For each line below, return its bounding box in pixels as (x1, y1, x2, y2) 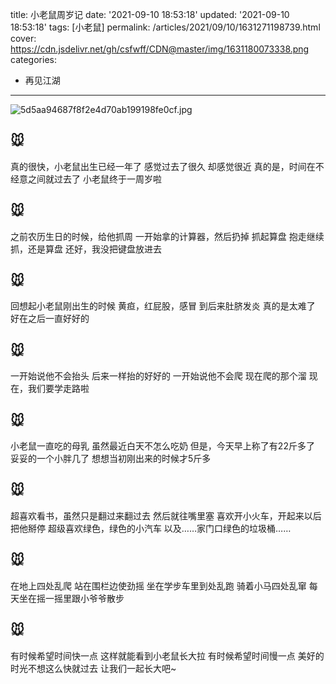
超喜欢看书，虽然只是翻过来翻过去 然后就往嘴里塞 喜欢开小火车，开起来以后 (10, 509, 322, 522)
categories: (10, 54, 57, 65)
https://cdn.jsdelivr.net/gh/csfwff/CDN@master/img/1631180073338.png (10, 43, 310, 55)
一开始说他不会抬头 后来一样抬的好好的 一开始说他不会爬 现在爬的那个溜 (10, 370, 307, 382)
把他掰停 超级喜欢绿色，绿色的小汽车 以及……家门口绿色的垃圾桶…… (10, 522, 292, 534)
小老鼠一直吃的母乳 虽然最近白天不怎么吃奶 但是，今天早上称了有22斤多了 (10, 440, 315, 452)
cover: (10, 33, 37, 44)
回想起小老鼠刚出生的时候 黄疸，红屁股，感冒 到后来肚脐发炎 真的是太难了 (10, 300, 316, 312)
